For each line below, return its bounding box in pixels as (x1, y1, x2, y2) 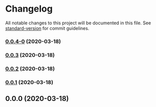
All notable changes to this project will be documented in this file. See (5, 20, 151, 26)
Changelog (5, 3, 53, 15)
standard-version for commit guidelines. (5, 25, 89, 31)
